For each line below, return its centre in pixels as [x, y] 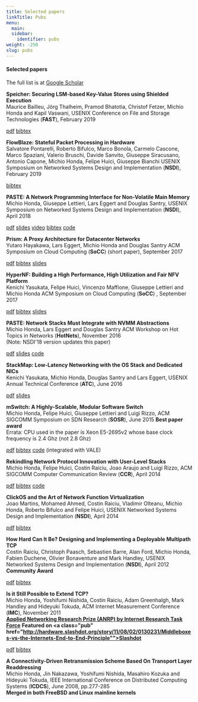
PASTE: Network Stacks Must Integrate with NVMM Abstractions [88, 323]
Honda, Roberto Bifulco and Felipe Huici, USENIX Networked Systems [91, 509]
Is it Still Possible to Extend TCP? [47, 594]
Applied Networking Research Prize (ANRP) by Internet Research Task [94, 619]
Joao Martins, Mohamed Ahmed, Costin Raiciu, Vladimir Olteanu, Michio [94, 503]
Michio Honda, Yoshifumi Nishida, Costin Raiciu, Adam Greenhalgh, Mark [95, 600]
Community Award [30, 571]
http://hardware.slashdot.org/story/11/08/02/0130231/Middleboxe [107, 631]
